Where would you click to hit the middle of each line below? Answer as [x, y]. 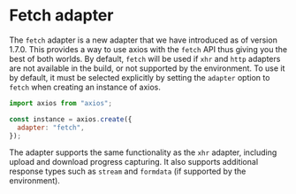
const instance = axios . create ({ [71, 119]
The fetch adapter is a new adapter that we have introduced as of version [144, 40]
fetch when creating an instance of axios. [85, 87]
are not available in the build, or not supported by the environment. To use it [147, 68]
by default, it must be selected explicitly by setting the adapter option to [140, 77]
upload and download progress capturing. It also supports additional [134, 162]
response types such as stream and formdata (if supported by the [128, 171]
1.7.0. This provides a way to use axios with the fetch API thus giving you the [148, 49]
